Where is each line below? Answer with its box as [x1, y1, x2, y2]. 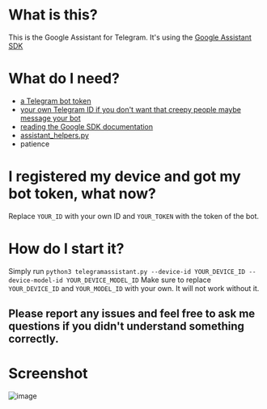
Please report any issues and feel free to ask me [8, 307, 256, 321]
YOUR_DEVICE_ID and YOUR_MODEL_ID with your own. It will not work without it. [8, 283, 260, 293]
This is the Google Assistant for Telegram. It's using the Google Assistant [8, 32, 252, 42]
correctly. [8, 332, 59, 346]
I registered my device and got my [8, 167, 241, 186]
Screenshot [8, 365, 88, 383]
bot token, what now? [8, 184, 156, 203]
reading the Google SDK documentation [19, 121, 154, 131]
